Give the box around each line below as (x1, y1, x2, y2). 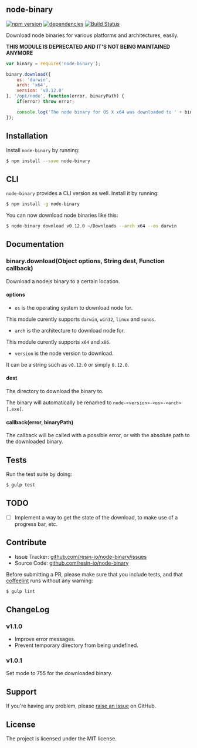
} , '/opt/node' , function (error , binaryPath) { (6, 93, 125, 99)
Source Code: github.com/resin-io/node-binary (14, 559, 129, 566)
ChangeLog (6, 605, 50, 615)
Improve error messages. (14, 636, 76, 643)
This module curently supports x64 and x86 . (6, 338, 111, 346)
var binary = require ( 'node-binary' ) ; (6, 61, 101, 66)
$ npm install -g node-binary (6, 201, 80, 207)
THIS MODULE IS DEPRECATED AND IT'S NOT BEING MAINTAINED (6, 43, 171, 50)
